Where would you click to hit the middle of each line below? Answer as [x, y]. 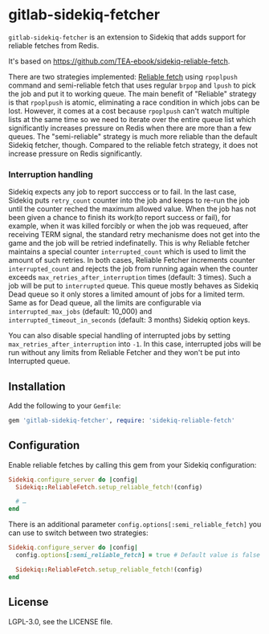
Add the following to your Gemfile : [65, 406]
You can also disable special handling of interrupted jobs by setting [120, 336]
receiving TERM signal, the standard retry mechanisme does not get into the [134, 235]
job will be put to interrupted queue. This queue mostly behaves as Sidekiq [133, 286]
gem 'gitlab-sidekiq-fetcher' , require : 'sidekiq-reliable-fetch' [122, 421]
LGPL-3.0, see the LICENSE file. [61, 621]
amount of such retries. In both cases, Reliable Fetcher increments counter [132, 260]
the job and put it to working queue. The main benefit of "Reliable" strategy [132, 93]
